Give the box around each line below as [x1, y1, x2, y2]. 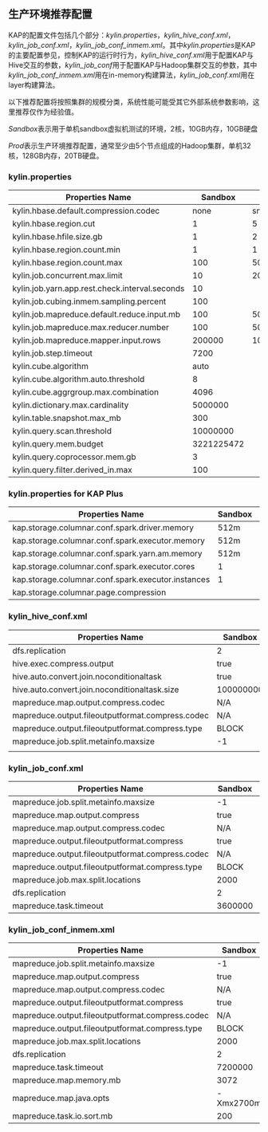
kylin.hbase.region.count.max [12, 257, 123, 269]
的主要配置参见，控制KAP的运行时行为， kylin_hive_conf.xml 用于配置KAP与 [8, 50, 254, 60]
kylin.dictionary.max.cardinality [12, 399, 129, 411]
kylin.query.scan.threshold [12, 426, 112, 437]
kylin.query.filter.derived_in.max [12, 465, 133, 476]
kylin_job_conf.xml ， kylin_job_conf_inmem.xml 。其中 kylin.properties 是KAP [8, 40, 256, 49]
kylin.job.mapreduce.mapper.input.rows [12, 335, 161, 346]
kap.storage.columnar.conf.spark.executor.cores [12, 561, 195, 572]
